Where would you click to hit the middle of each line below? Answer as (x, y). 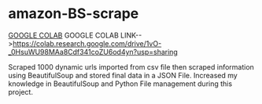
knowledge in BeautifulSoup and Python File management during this (120, 84)
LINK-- (131, 35)
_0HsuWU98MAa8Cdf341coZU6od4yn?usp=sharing (93, 52)
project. (21, 91)
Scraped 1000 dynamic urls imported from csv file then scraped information (131, 66)
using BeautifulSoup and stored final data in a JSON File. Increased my (123, 75)
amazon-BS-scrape (74, 14)
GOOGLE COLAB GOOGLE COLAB (64, 35)
